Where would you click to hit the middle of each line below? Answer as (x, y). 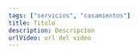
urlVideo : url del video (50, 38)
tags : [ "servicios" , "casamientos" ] (69, 15)
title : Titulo (32, 23)
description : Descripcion (51, 30)
